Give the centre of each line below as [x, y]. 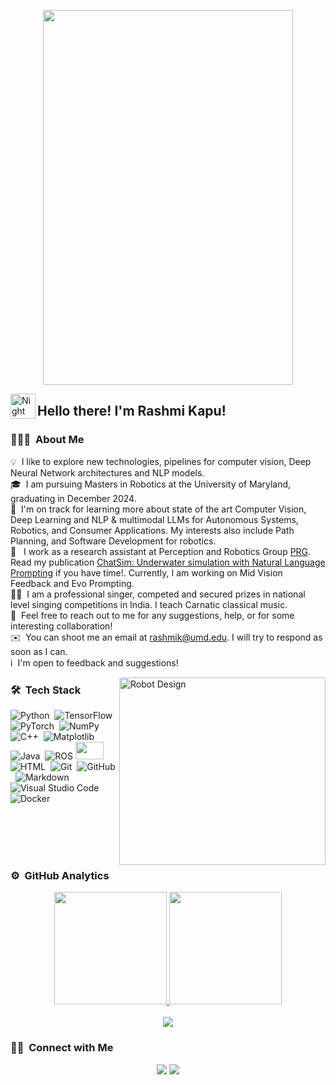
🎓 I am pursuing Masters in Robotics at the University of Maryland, [151, 484]
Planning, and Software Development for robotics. [113, 541]
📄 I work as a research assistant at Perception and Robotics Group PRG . [161, 551]
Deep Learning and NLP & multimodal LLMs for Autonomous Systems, [154, 519]
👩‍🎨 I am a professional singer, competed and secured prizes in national [158, 594]
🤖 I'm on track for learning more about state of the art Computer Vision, [158, 509]
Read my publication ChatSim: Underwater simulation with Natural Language [168, 562]
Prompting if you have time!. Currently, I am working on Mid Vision [146, 572]
